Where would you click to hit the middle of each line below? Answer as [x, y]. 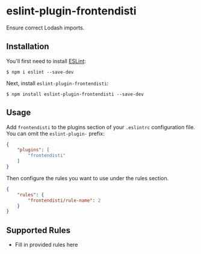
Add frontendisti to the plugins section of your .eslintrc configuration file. [101, 127]
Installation [28, 47]
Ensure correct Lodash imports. [45, 28]
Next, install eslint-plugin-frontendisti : [57, 83]
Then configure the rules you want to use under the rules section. [88, 178]
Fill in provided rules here [46, 245]
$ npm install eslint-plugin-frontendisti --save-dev [75, 94]
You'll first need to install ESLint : [46, 61]
